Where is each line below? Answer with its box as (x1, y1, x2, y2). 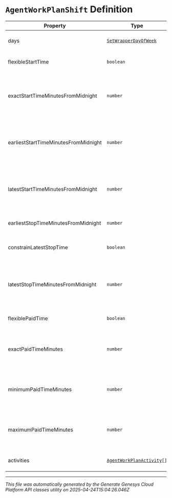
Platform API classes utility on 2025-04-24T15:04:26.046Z (5, 486, 130, 492)
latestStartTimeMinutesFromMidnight (8, 185, 97, 192)
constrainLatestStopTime (8, 244, 68, 251)
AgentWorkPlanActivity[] (106, 457, 167, 463)
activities (8, 457, 30, 464)
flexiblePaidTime (8, 315, 48, 322)
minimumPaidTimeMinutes (8, 385, 72, 393)
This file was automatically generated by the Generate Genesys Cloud (5, 481, 154, 487)
